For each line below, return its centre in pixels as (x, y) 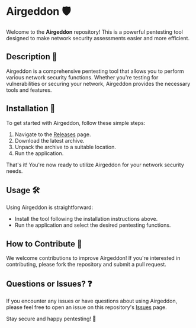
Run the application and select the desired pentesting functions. (93, 225)
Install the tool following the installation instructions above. (86, 219)
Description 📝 (32, 57)
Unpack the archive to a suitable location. (65, 147)
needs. (15, 171)
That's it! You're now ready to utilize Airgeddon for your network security (95, 165)
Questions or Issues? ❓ (49, 284)
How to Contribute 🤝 (44, 244)
